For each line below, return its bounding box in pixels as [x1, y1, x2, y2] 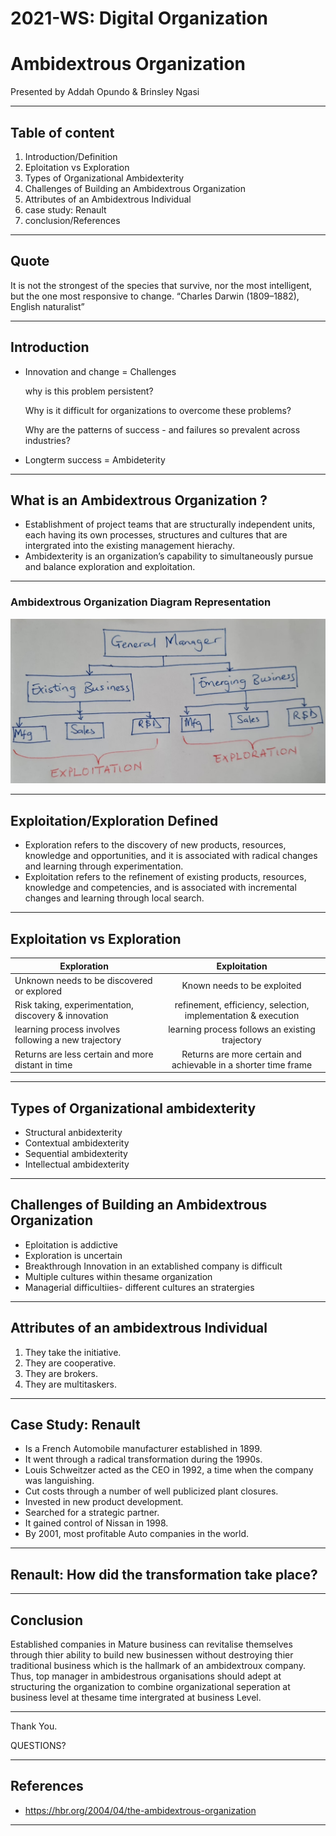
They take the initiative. [24, 1346, 122, 1358]
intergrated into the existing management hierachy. [24, 540, 235, 552]
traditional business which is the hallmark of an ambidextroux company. [10, 1659, 306, 1671]
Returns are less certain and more [14, 1048, 154, 1060]
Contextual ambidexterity [24, 1137, 130, 1149]
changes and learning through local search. [24, 892, 205, 904]
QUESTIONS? [10, 1739, 67, 1751]
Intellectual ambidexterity [24, 1158, 130, 1170]
